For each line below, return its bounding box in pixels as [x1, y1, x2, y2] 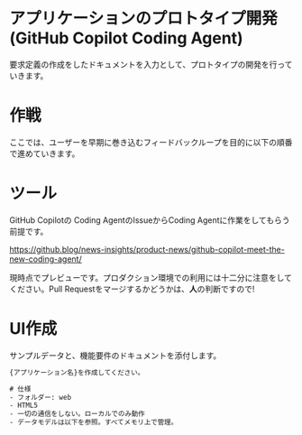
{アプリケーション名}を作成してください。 [9, 367, 145, 377]
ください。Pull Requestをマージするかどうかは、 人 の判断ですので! [9, 283, 255, 294]
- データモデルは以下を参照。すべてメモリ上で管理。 [9, 418, 178, 427]
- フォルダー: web [9, 393, 72, 402]
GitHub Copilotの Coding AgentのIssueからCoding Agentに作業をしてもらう [9, 214, 290, 226]
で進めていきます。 [9, 148, 80, 159]
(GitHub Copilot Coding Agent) [9, 28, 243, 49]
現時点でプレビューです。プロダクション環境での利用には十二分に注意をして [9, 272, 293, 282]
